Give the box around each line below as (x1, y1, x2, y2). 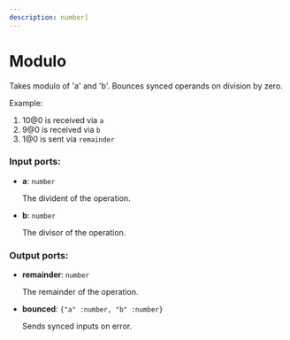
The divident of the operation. (21, 192, 131, 204)
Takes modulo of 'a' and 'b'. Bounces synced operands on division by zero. (9, 81, 283, 91)
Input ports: (9, 156, 61, 168)
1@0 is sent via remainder (21, 134, 115, 144)
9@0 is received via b (21, 124, 101, 135)
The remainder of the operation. (21, 287, 139, 297)
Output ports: (9, 249, 69, 261)
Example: (9, 97, 43, 108)
